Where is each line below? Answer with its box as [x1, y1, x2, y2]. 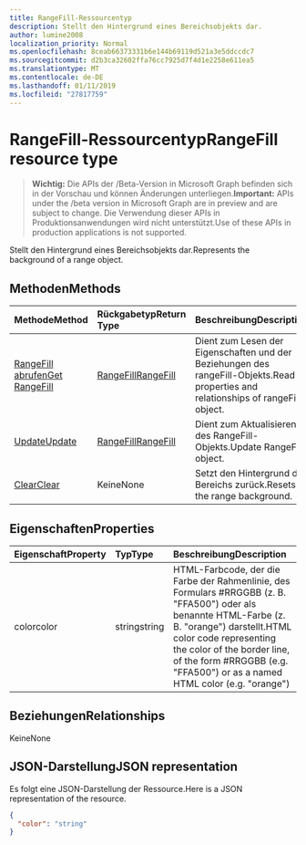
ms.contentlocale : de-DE [9, 73, 104, 82]
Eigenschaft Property [14, 548, 107, 561]
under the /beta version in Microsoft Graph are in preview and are [31, 198, 278, 209]
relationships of [194, 391, 261, 404]
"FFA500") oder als [172, 598, 257, 610]
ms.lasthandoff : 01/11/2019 [9, 81, 117, 90]
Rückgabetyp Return [97, 308, 187, 320]
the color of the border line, [172, 643, 290, 656]
